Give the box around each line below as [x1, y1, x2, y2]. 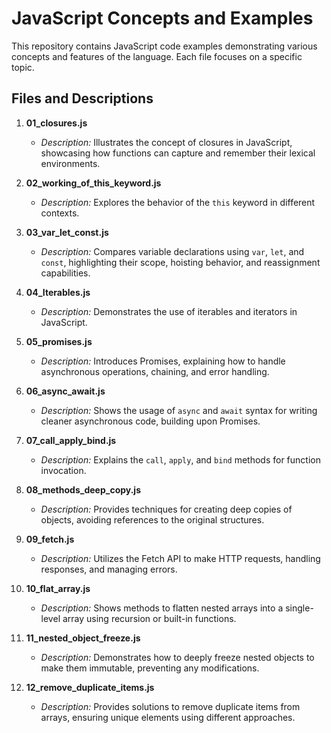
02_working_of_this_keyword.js [25, 177, 162, 189]
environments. [40, 157, 101, 169]
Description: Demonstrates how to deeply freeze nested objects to [40, 651, 315, 663]
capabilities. [40, 267, 91, 279]
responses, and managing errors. [40, 563, 178, 575]
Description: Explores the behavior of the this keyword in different [40, 196, 316, 208]
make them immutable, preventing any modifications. [40, 662, 260, 674]
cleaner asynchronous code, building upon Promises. [40, 415, 261, 427]
